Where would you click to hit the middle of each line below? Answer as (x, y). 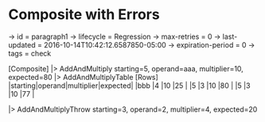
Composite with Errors (84, 15)
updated (22, 44)
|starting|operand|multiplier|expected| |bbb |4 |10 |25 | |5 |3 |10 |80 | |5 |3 (129, 86)
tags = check (30, 53)
